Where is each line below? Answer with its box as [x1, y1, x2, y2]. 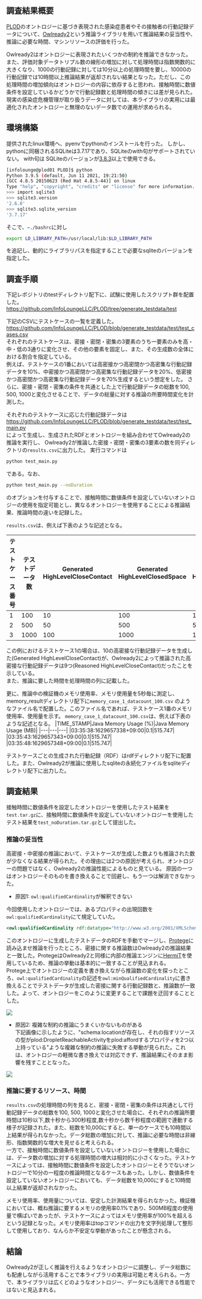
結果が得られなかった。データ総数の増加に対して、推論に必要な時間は [11, 1132, 185, 1139]
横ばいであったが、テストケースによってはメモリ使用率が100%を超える [16, 1212, 193, 1220]
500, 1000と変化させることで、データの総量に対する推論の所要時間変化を [6, 391, 189, 398]
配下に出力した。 [26, 767, 70, 774]
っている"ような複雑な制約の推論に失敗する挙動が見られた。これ [25, 1044, 186, 1051]
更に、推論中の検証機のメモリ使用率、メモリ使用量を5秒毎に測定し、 [6, 690, 178, 697]
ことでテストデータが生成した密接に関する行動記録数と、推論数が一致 [22, 982, 195, 989]
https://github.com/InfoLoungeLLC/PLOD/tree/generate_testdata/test [6, 305, 177, 313]
